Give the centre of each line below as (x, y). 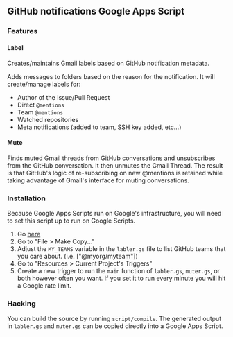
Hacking (21, 303)
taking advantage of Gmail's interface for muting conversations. (98, 180)
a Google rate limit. (44, 286)
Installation (27, 198)
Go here (29, 234)
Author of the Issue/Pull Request (63, 97)
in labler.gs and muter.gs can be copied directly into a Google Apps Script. (115, 326)
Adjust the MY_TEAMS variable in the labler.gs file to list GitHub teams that (121, 249)
